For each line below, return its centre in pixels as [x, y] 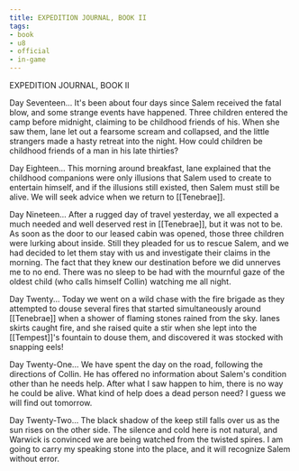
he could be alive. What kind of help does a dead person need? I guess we [148, 393]
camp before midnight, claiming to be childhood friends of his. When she [145, 122]
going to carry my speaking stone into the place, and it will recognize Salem [150, 449]
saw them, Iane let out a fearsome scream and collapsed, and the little [140, 131]
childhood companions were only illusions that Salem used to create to [140, 178]
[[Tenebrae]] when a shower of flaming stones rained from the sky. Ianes [145, 318]
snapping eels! [36, 347]
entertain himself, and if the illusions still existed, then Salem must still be [145, 187]
